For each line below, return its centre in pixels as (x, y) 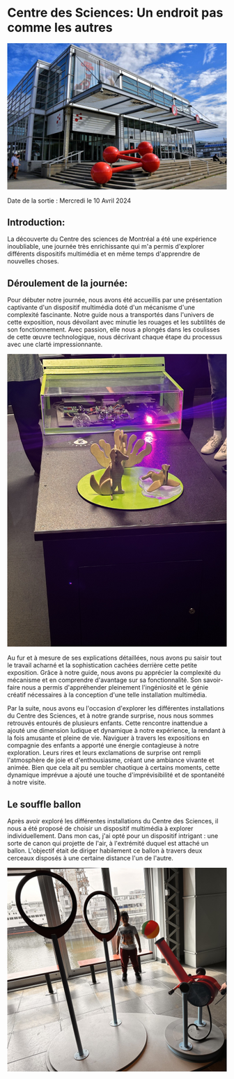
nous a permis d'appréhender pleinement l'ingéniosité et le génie (115, 688)
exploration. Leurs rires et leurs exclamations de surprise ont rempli (104, 753)
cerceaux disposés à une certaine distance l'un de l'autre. (91, 858)
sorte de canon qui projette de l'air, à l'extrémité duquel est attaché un (108, 844)
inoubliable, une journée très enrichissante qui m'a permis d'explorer (106, 247)
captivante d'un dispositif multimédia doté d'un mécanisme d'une (101, 307)
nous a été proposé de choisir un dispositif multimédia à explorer (100, 829)
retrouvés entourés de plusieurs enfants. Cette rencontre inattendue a (107, 723)
